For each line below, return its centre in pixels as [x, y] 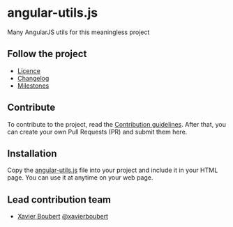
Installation [32, 154]
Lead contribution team [59, 199]
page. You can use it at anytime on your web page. [80, 178]
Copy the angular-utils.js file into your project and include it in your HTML [113, 170]
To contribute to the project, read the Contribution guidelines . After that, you [117, 124]
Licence [29, 70]
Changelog [33, 78]
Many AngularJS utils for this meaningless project [78, 32]
